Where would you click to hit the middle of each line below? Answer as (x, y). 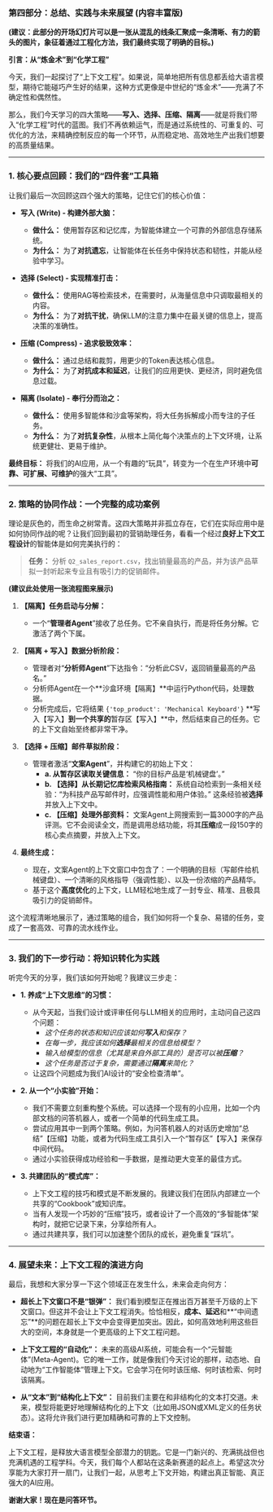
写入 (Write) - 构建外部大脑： (69, 213)
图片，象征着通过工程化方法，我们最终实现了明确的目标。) (118, 42)
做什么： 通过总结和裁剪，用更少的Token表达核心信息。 (126, 360)
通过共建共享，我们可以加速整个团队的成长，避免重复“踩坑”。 (135, 1234)
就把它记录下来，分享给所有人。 (107, 1224)
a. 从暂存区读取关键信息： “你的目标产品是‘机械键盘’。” (134, 774)
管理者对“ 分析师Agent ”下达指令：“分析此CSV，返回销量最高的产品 (144, 668)
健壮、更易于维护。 (79, 446)
